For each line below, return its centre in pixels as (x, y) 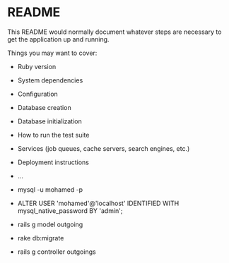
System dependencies (50, 80)
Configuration (37, 94)
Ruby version (37, 66)
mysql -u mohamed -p (50, 189)
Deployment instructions (53, 162)
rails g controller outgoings (57, 252)
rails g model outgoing (50, 224)
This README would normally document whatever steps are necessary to (114, 32)
